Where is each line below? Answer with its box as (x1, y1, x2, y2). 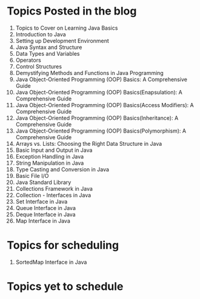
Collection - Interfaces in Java (15, 191, 92, 199)
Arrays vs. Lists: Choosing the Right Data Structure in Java (15, 140, 162, 147)
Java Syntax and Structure (15, 44, 82, 51)
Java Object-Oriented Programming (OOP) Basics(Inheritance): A (15, 114, 179, 122)
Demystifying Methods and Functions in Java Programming (15, 69, 164, 76)
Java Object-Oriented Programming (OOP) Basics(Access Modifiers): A (15, 101, 194, 108)
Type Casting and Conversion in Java (15, 165, 110, 173)
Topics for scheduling (7, 238, 119, 252)
